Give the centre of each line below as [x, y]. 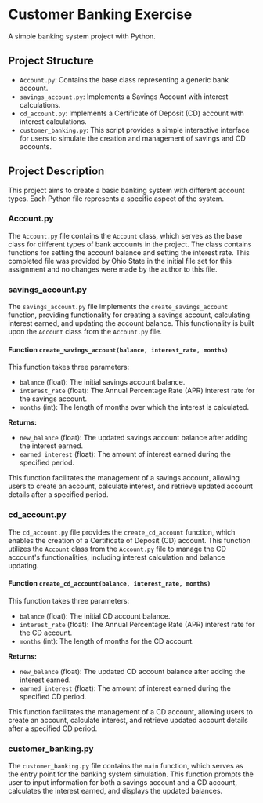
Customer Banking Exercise [100, 15]
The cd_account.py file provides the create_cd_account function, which [122, 532]
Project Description [56, 172]
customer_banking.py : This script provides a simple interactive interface [134, 130]
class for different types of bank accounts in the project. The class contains [130, 244]
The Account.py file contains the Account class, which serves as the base [125, 235]
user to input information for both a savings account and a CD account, [122, 783]
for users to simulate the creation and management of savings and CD [133, 138]
